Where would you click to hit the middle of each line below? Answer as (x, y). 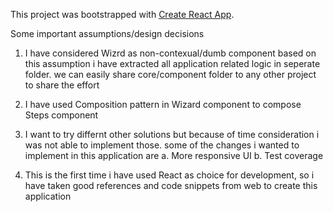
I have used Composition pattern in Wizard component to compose (163, 104)
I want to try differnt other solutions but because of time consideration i (172, 134)
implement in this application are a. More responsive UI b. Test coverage (174, 155)
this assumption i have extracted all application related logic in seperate (172, 63)
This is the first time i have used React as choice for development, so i (169, 175)
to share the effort (62, 85)
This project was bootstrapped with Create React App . (122, 14)
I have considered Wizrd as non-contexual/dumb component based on (170, 53)
